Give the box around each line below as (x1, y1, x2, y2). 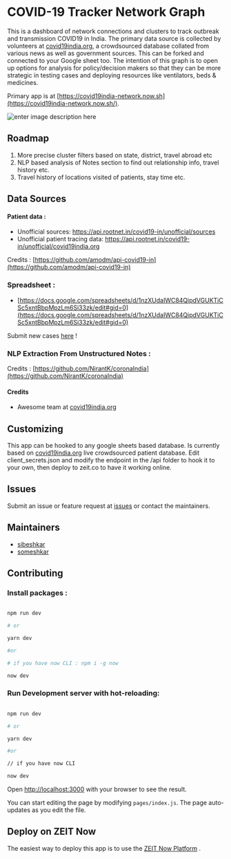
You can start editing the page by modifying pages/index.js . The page (7, 799, 208, 807)
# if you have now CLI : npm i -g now (7, 659, 119, 667)
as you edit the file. (32, 806, 86, 814)
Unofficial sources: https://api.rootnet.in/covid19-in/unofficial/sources (17, 227, 216, 236)
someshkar (17, 547, 50, 556)
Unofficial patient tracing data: (17, 235, 104, 243)
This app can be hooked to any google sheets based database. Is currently (7, 441, 220, 449)
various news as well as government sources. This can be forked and (7, 49, 205, 57)
